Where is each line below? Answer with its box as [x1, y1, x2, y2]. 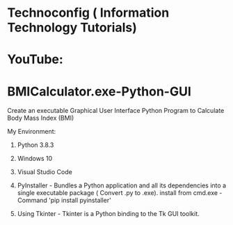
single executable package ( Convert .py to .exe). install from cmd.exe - [17, 189, 223, 197]
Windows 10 [17, 155, 53, 163]
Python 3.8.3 [17, 141, 54, 149]
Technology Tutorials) [7, 20, 138, 36]
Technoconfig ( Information [7, 5, 170, 21]
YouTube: [7, 52, 64, 68]
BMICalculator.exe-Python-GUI [7, 84, 191, 99]
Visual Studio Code [17, 168, 73, 176]
